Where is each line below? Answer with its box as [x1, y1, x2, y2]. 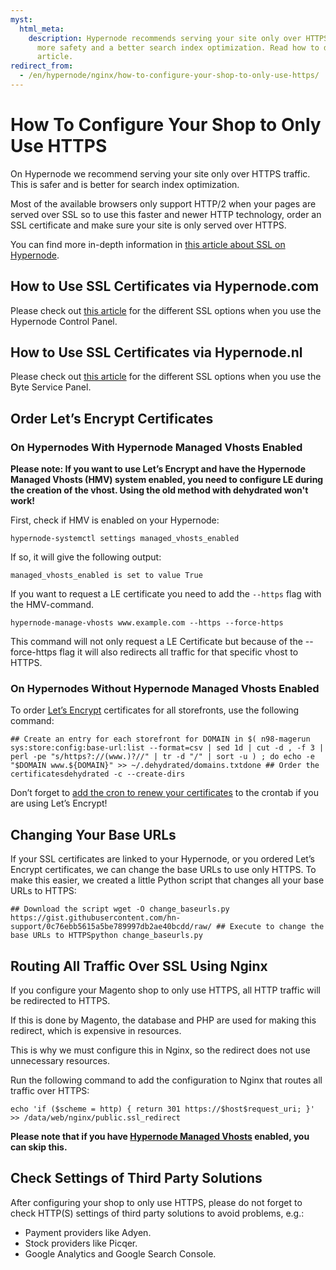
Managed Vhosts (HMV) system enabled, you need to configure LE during [10, 474, 324, 486]
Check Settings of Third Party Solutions [10, 1170, 263, 1187]
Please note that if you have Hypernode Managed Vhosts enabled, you [10, 1131, 310, 1143]
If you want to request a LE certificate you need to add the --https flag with [10, 588, 322, 600]
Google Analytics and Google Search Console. [24, 1247, 217, 1260]
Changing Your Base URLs [10, 826, 177, 843]
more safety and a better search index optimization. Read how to [36, 42, 320, 53]
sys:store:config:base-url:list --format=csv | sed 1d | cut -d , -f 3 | [10, 743, 325, 753]
